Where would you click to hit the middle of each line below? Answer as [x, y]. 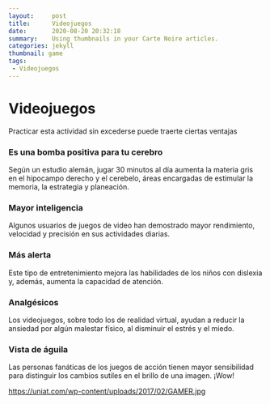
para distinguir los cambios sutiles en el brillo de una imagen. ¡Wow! [121, 376]
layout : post [38, 16]
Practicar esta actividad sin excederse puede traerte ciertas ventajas [123, 131]
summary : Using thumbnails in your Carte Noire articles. [114, 38]
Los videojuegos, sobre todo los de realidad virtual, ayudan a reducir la [127, 320]
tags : [17, 62]
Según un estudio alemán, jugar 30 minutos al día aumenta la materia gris [131, 169]
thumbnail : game [36, 53]
